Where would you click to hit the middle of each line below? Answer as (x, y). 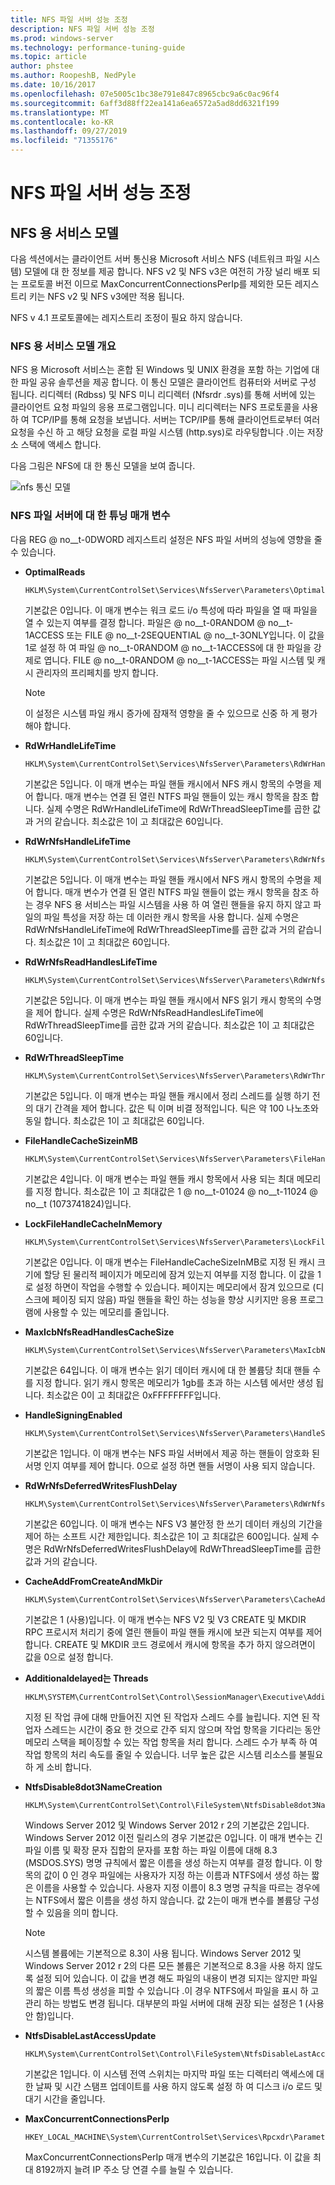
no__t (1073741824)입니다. (78, 1203)
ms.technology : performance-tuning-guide (98, 47)
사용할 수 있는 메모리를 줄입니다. (106, 1312)
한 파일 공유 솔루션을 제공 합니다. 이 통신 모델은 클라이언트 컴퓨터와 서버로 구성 (163, 382)
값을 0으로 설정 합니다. (69, 1657)
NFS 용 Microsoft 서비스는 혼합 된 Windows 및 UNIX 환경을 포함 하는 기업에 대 (165, 370)
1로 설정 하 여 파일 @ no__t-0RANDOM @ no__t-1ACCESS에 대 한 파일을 (168, 647)
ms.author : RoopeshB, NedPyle (73, 76)
